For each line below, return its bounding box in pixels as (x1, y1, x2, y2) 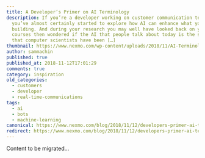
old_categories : (6, 77, 48, 83)
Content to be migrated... (6, 145, 70, 152)
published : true (6, 54, 48, 60)
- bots (12, 111, 29, 117)
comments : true (6, 65, 45, 72)
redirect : (6, 128, 32, 134)
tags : (6, 99, 20, 106)
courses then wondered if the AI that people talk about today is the (12, 32, 195, 38)
